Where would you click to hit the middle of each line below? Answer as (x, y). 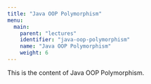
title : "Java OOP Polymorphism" (54, 14)
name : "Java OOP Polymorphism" (66, 46)
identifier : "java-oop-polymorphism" (75, 40)
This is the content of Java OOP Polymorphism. (76, 72)
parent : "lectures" (48, 33)
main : (22, 27)
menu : (15, 20)
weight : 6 (34, 53)
